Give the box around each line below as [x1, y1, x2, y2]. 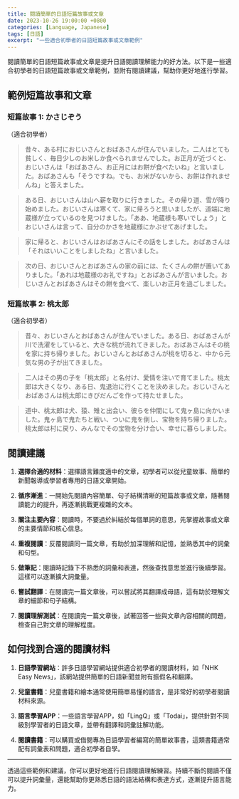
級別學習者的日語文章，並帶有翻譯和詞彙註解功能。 [17, 720, 168, 728]
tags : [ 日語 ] [7, 30, 44, 38]
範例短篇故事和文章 [7, 89, 92, 101]
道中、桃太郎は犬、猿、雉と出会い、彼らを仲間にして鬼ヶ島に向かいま [24, 407, 231, 415]
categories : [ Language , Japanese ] [7, 23, 110, 31]
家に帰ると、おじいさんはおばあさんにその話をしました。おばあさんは [24, 237, 230, 246]
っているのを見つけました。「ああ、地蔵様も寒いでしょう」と [49, 213, 228, 221]
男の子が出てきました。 [37, 358, 107, 367]
